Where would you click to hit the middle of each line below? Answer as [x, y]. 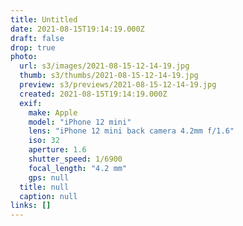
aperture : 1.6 [57, 150]
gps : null [49, 177]
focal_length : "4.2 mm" [78, 168]
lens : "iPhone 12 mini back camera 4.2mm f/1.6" [131, 131]
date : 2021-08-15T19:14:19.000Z [77, 29]
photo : [24, 57]
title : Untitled [44, 19]
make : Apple [53, 112]
